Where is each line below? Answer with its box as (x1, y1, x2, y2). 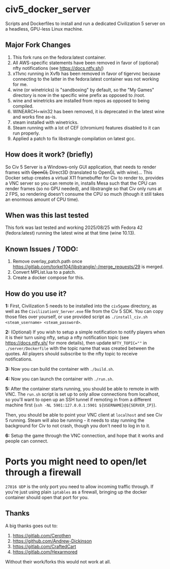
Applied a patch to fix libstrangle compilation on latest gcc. (12, 135, 136, 141)
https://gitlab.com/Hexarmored (12, 549, 78, 555)
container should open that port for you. (5, 494, 89, 500)
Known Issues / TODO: (5, 245, 79, 253)
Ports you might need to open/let (5, 456, 147, 468)
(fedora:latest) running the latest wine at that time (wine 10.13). (5, 230, 136, 236)
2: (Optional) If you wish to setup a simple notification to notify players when (5, 329, 165, 335)
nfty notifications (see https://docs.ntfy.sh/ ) (12, 65, 104, 71)
